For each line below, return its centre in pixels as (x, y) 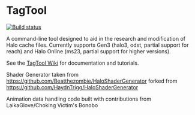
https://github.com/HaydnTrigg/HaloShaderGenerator (72, 87)
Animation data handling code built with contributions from (79, 99)
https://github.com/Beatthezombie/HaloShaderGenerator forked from (92, 81)
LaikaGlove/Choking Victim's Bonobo (52, 105)
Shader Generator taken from (43, 74)
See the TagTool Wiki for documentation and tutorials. (73, 63)
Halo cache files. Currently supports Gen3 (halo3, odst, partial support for (97, 45)
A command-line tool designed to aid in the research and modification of (96, 38)
